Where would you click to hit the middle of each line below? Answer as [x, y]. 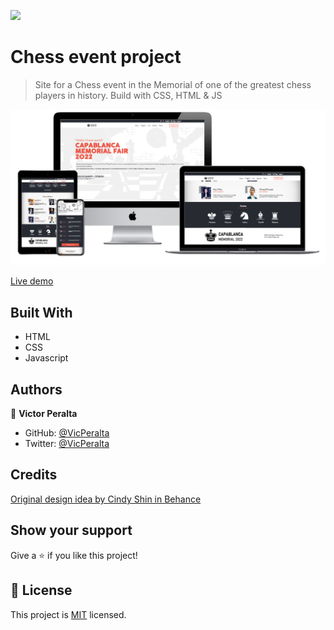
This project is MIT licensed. [68, 614]
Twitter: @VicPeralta [67, 444]
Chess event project [96, 57]
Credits [34, 475]
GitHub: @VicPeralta [67, 433]
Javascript [46, 358]
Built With [41, 312]
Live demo [32, 281]
